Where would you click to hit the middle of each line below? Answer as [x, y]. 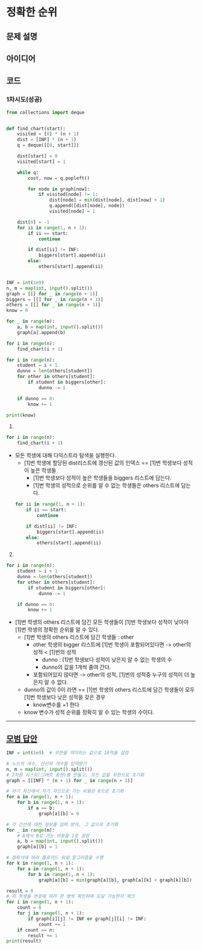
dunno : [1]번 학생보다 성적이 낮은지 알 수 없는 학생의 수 [107, 660]
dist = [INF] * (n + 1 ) [47, 140]
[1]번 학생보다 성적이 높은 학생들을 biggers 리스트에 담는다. [102, 478]
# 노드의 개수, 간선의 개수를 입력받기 [47, 764]
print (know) [21, 415]
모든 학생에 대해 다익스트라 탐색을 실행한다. [66, 455]
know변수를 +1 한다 [56, 705]
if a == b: [41, 808]
